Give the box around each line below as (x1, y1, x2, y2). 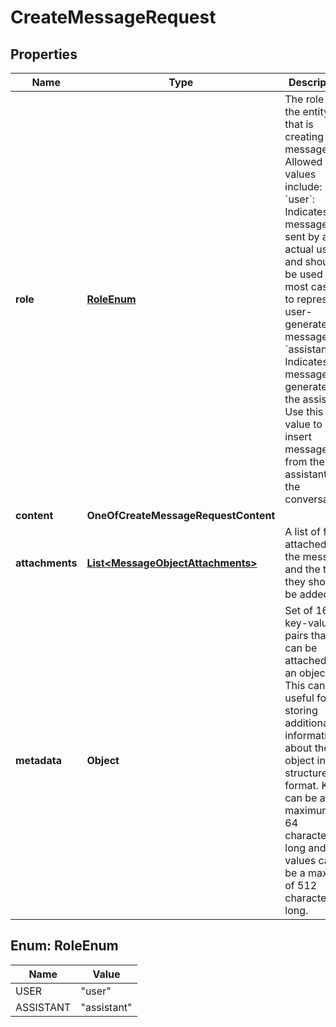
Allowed (284, 155, 323, 168)
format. (284, 779, 320, 792)
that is (284, 117, 314, 131)
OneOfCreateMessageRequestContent (86, 509, 276, 522)
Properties (10, 46, 78, 63)
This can (284, 679, 326, 692)
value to (284, 417, 323, 431)
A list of (284, 525, 321, 538)
